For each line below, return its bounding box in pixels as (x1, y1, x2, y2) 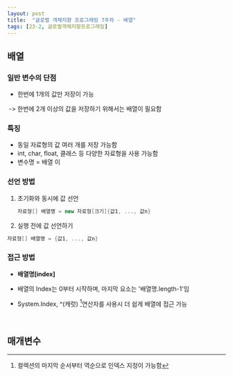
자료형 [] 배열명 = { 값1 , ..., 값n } (7, 235, 98, 242)
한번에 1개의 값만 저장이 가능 (17, 90, 94, 98)
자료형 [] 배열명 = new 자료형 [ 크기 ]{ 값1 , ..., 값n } (17, 208, 151, 215)
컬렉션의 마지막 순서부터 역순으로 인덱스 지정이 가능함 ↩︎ (17, 361, 169, 370)
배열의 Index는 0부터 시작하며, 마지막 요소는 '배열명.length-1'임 (17, 285, 189, 293)
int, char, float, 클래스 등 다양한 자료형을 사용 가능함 (17, 150, 158, 158)
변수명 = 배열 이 (17, 158, 61, 166)
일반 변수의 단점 (7, 73, 57, 82)
